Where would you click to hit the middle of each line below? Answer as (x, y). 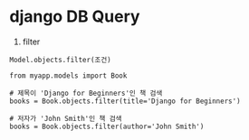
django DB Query (75, 17)
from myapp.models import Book (68, 75)
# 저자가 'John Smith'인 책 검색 (66, 118)
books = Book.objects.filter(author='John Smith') (107, 126)
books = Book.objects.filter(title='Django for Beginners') (125, 101)
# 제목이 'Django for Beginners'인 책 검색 (86, 93)
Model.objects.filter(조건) (60, 60)
